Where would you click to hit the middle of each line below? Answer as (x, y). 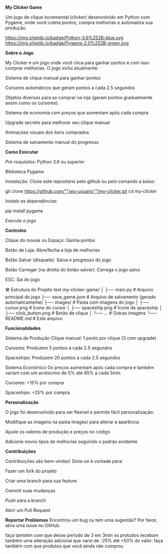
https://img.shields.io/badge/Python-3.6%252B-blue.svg (64, 38)
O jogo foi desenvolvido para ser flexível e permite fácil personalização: (80, 412)
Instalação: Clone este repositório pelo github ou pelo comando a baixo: (80, 181)
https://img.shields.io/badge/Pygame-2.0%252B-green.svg (67, 43)
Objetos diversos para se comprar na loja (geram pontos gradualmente (79, 97)
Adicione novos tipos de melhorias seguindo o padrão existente (71, 442)
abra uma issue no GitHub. (33, 525)
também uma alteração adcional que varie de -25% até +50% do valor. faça (84, 541)
